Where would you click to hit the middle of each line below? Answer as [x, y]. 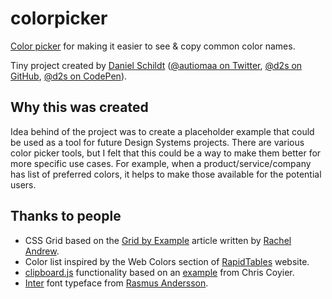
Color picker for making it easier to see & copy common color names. [153, 46]
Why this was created [79, 107]
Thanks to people [66, 216]
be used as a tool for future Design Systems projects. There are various [157, 142]
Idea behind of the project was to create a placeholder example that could [162, 131]
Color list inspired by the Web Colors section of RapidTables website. [167, 261]
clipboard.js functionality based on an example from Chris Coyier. [159, 272]
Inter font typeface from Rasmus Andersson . [116, 283]
